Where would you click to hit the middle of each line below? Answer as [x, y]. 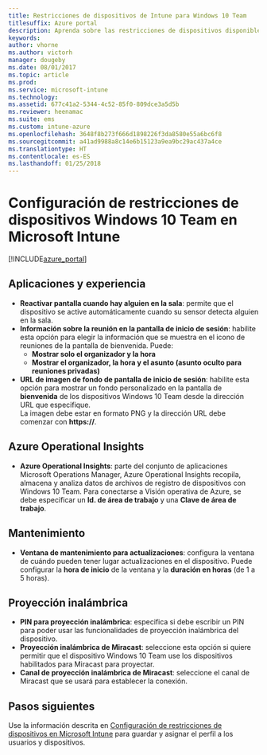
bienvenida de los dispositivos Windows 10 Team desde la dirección [132, 396]
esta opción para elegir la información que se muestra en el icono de [132, 337]
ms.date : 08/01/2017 [43, 68]
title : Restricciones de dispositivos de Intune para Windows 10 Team [128, 16]
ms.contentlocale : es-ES [49, 156]
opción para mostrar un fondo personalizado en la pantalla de [121, 388]
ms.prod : [23, 82]
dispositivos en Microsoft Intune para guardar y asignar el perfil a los [121, 734]
